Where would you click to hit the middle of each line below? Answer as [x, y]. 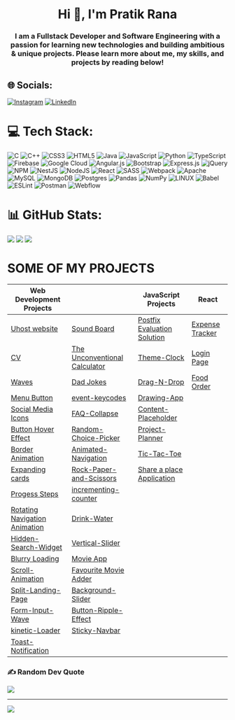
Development [38, 299]
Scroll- [22, 570]
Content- [153, 409]
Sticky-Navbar [96, 630]
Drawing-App [161, 397]
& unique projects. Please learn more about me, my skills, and [117, 54]
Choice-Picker [96, 438]
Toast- [22, 642]
